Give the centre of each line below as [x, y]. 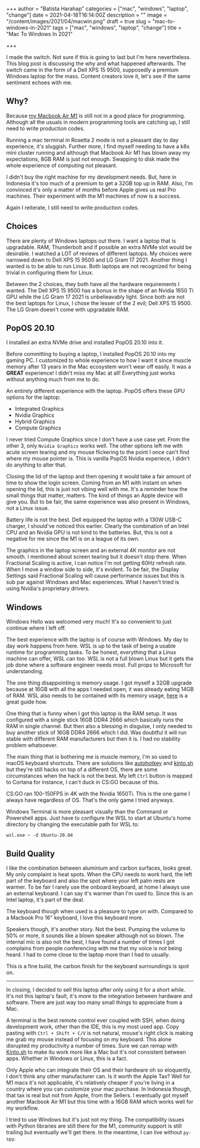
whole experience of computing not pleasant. [62, 165]
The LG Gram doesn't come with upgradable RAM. [68, 309]
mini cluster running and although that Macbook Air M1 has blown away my [98, 152]
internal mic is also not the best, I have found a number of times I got [90, 942]
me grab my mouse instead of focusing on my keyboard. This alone [89, 1039]
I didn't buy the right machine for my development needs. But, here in [91, 177]
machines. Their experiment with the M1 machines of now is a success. [93, 196]
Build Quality [31, 854]
